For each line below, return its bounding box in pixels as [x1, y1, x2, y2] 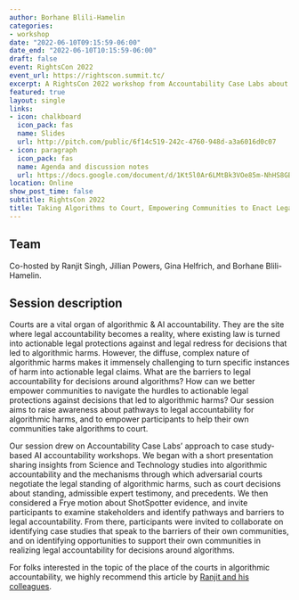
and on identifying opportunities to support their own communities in [9, 536, 261, 547]
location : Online [9, 179, 74, 188]
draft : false [9, 54, 58, 63]
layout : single [9, 95, 66, 105]
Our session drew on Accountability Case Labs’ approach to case [9, 440, 249, 451]
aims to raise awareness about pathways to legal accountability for [9, 405, 255, 415]
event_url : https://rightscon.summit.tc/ [9, 71, 166, 80]
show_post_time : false [9, 187, 93, 196]
